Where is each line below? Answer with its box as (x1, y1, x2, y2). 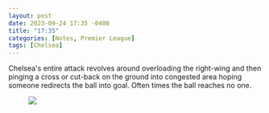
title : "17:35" (8, 26, 60, 34)
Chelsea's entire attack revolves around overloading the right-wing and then (8, 63, 262, 73)
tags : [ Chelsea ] (8, 42, 63, 50)
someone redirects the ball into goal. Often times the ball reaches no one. (8, 81, 252, 91)
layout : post (8, 11, 52, 20)
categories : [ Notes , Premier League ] (8, 34, 135, 42)
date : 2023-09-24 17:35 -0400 (8, 19, 110, 27)
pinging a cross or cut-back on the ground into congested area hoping (8, 72, 242, 82)
